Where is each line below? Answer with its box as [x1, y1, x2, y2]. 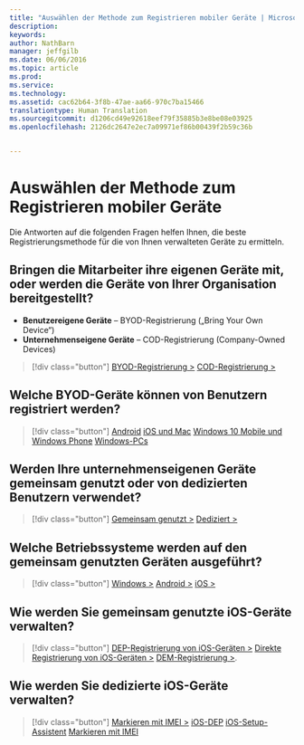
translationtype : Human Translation [9, 106, 147, 115]
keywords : [9, 30, 47, 39]
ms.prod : [9, 72, 43, 81]
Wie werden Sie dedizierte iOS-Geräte [9, 678, 229, 693]
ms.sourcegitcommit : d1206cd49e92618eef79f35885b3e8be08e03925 [9, 114, 253, 123]
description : [9, 22, 59, 31]
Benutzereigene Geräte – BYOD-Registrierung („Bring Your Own [22, 314, 263, 326]
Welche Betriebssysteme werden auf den [9, 540, 247, 555]
